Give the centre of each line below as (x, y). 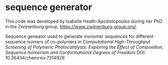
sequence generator (49, 7)
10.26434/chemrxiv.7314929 (35, 57)
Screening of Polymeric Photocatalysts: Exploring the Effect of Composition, (84, 47)
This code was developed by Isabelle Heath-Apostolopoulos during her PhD (84, 21)
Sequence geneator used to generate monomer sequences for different (79, 36)
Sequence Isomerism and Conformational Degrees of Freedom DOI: (75, 52)
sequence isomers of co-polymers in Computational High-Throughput (78, 41)
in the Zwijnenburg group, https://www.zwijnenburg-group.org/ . (71, 26)
